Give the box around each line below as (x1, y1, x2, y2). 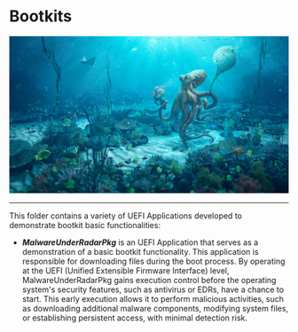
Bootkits (9, 6, 73, 27)
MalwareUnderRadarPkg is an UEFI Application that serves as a (21, 237, 259, 248)
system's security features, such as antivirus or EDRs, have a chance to (21, 284, 285, 295)
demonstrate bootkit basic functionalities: (9, 220, 161, 231)
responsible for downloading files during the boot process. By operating (21, 256, 286, 267)
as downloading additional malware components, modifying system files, (21, 304, 289, 314)
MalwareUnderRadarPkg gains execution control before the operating (21, 275, 277, 286)
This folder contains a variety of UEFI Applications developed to (9, 210, 242, 221)
